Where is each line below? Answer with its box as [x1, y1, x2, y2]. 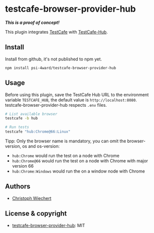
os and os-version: [22, 143, 60, 149]
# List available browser [5, 111, 57, 116]
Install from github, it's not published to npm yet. [5, 56, 102, 62]
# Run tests [5, 125, 29, 130]
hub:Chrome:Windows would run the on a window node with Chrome [12, 168, 145, 174]
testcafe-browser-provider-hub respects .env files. [5, 102, 107, 108]
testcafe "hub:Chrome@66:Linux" [5, 129, 70, 135]
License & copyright [5, 210, 67, 218]
